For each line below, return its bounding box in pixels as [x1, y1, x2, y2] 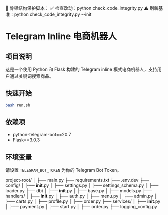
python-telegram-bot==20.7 [12, 131, 71, 137]
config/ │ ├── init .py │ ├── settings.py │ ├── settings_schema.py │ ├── [5, 182, 159, 188]
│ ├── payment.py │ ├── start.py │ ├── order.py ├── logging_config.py [5, 204, 157, 210]
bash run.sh [5, 103, 30, 108]
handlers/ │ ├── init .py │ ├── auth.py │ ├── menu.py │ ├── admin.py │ [5, 193, 157, 199]
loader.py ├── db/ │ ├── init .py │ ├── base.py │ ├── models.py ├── [5, 188, 152, 194]
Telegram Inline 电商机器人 [5, 31, 117, 42]
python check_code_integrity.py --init [14, 11, 92, 17]
